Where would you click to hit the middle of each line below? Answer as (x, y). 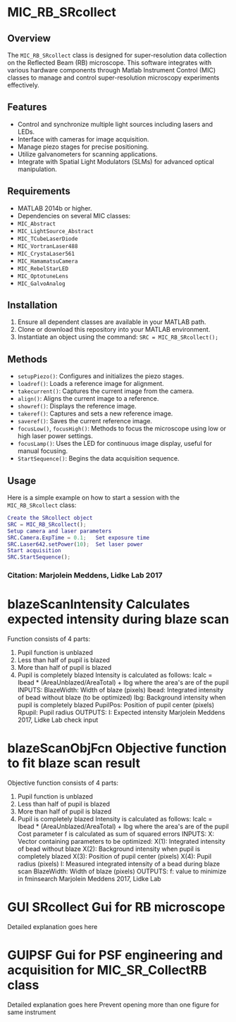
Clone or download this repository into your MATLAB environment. (114, 330)
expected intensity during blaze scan (118, 619)
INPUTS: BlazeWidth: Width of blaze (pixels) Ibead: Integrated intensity (120, 690)
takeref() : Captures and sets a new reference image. (95, 413)
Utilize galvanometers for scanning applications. (87, 154)
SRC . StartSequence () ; (39, 557)
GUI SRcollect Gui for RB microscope (116, 908)
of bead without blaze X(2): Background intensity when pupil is (109, 849)
